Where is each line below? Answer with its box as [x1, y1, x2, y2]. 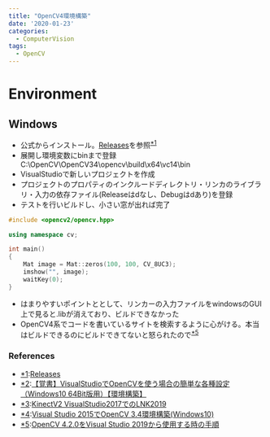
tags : [8, 42, 27, 50]
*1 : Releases [20, 369, 61, 378]
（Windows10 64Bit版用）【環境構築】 [20, 388, 147, 399]
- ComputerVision [15, 34, 75, 43]
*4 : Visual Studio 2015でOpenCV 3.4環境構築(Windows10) [20, 409, 215, 419]
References [8, 351, 55, 362]
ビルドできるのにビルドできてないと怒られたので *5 [27, 328, 199, 339]
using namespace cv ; [8, 230, 79, 238]
